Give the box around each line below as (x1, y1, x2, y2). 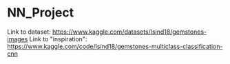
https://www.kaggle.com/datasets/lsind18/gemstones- (52, 28, 207, 36)
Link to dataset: (7, 28, 52, 36)
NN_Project (7, 5, 74, 21)
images (7, 34, 28, 43)
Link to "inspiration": (29, 34, 87, 43)
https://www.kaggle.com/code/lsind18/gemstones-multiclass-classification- (7, 42, 223, 50)
